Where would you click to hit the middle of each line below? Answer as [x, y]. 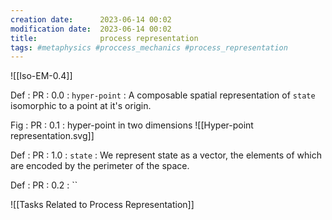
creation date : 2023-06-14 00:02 [91, 19]
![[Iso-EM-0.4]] [41, 76]
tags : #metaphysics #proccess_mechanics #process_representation [149, 47]
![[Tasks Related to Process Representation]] [102, 205]
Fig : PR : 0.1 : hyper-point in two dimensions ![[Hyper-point [132, 125]
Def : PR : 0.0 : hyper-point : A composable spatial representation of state [163, 95]
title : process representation [104, 38]
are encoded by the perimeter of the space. [100, 166]
